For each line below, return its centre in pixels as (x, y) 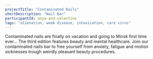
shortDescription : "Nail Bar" (36, 14)
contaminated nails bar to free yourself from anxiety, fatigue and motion (77, 47)
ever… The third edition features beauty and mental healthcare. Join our (77, 42)
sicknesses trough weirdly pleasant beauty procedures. (61, 52)
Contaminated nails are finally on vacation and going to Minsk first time (76, 36)
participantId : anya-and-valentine (41, 18)
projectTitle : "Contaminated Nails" (42, 9)
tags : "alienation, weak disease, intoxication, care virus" (68, 23)
